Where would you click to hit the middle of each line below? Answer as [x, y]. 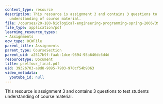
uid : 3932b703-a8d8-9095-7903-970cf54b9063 [50, 69]
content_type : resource [29, 9]
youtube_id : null [27, 77]
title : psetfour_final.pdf [32, 64]
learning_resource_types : [31, 32]
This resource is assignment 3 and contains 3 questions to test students [77, 91]
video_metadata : [21, 73]
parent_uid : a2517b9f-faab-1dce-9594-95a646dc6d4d [57, 55]
